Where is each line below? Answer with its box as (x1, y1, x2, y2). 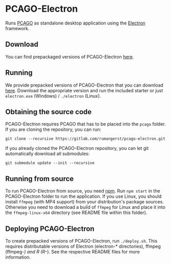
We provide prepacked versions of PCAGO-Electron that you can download (5, 82, 163, 88)
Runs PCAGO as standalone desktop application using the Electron (5, 20, 145, 26)
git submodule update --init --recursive (5, 161, 95, 166)
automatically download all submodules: (5, 151, 90, 157)
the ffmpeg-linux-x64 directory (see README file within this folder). (5, 209, 148, 216)
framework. (5, 25, 30, 31)
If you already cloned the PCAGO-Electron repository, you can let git (5, 145, 149, 151)
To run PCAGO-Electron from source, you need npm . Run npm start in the (5, 188, 160, 194)
